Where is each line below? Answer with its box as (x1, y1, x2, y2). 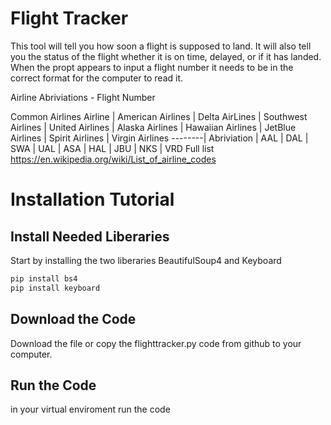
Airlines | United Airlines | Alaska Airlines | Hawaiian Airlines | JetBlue (10, 121, 297, 133)
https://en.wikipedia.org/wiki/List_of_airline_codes (10, 153, 217, 165)
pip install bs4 (10, 273, 78, 284)
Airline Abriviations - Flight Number (10, 91, 156, 103)
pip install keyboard (10, 283, 101, 293)
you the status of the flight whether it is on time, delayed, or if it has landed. (10, 50, 322, 62)
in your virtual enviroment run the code (10, 403, 171, 416)
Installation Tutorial (10, 188, 175, 211)
